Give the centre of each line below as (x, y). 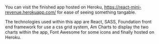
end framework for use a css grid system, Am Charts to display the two (77, 27)
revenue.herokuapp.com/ (31, 12)
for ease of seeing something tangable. (97, 12)
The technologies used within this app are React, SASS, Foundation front (78, 22)
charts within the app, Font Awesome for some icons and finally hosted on (80, 32)
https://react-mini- (123, 7)
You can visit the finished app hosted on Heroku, (54, 7)
